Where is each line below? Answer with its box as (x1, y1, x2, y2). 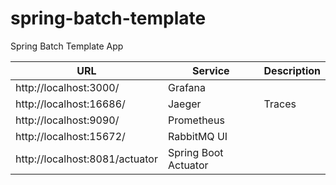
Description (263, 63, 321, 77)
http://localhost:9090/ (15, 113, 120, 127)
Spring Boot (167, 145, 224, 159)
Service (191, 63, 230, 77)
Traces (263, 97, 297, 111)
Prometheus (167, 113, 225, 127)
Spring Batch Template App (10, 40, 124, 52)
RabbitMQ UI (167, 129, 228, 143)
